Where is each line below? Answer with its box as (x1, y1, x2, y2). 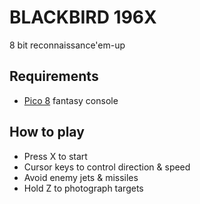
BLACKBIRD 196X (9, 6, 157, 29)
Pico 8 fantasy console (23, 94, 119, 106)
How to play (9, 124, 85, 141)
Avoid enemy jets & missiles (23, 171, 139, 183)
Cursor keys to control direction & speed (23, 161, 191, 173)
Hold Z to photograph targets (23, 182, 144, 194)
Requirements (9, 68, 99, 85)
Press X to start (23, 150, 88, 162)
